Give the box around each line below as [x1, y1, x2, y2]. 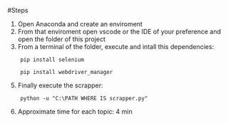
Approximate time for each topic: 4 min [17, 107, 133, 116]
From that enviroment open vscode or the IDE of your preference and [17, 28, 222, 36]
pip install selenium [20, 56, 84, 63]
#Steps [7, 6, 28, 14]
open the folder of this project [17, 35, 105, 43]
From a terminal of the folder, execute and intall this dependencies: [17, 43, 214, 50]
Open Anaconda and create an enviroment [17, 20, 142, 28]
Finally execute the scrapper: [17, 81, 103, 90]
